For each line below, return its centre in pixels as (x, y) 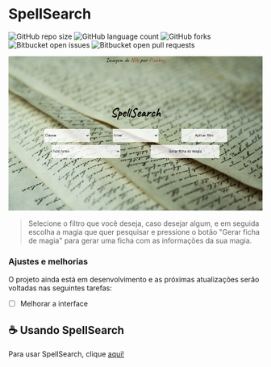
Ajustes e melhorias (48, 261)
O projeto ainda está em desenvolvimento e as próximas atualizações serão (134, 279)
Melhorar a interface (54, 303)
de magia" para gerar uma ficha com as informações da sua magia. (140, 241)
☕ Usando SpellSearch (67, 330)
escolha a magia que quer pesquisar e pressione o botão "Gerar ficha (144, 232)
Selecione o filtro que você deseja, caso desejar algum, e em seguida (144, 223)
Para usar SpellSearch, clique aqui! (67, 354)
